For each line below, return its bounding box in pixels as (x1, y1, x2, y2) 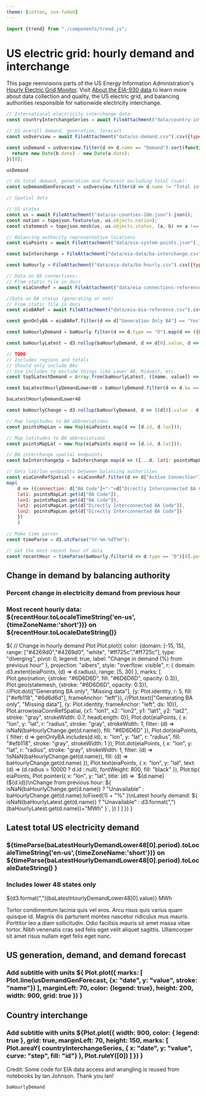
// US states (6, 206, 40, 212)
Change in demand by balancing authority (6, 570, 170, 580)
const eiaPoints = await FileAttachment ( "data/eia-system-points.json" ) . (6, 240, 199, 246)
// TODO (6, 351, 26, 357)
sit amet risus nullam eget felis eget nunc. (6, 932, 112, 940)
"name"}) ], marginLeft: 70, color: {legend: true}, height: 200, (6, 983, 194, 992)
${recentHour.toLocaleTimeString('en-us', (6, 612, 136, 621)
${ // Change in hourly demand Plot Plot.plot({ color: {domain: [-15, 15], (6, 642, 185, 650)
